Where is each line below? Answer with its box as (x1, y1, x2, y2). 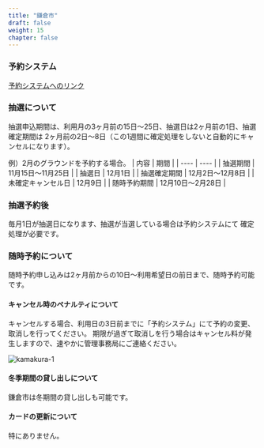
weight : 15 (8, 26, 44, 34)
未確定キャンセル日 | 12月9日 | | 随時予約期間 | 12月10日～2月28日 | (8, 178, 227, 187)
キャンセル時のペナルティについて (8, 299, 119, 309)
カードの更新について (8, 412, 77, 421)
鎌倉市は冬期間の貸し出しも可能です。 (8, 392, 133, 401)
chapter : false (8, 33, 58, 42)
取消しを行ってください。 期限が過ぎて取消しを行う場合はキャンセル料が (8, 329, 245, 338)
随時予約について (8, 250, 74, 262)
